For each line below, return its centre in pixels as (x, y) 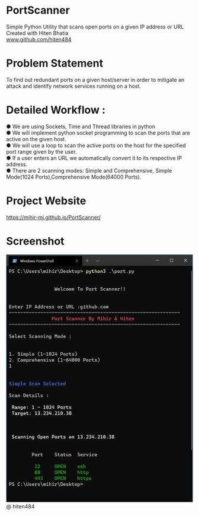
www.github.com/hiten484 (39, 39)
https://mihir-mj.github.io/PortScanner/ (54, 217)
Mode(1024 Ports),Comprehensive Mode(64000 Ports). (74, 177)
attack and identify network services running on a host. (73, 86)
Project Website (46, 201)
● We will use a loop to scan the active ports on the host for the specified (96, 145)
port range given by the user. (41, 151)
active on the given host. (36, 139)
